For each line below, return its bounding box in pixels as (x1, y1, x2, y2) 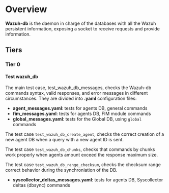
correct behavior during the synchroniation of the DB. (5, 167, 118, 173)
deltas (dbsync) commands (12, 182, 70, 188)
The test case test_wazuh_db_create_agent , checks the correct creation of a (5, 131, 164, 137)
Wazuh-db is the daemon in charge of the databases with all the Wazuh (5, 20, 156, 26)
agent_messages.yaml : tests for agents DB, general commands (12, 105, 148, 111)
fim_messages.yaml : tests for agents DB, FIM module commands (12, 110, 151, 117)
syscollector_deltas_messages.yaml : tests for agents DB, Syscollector (12, 177, 163, 183)
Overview (5, 4, 47, 15)
